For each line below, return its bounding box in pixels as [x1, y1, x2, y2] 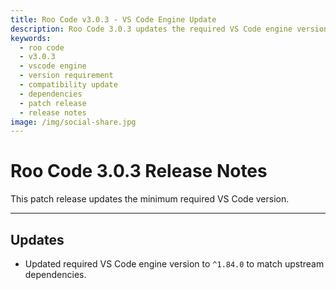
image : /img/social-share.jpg [10, 117, 137, 127]
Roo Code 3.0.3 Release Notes [10, 160, 268, 183]
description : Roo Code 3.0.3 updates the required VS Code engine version [10, 24, 329, 34]
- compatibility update [19, 80, 118, 90]
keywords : [10, 33, 52, 43]
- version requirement [19, 71, 114, 81]
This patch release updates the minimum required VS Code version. [10, 193, 290, 205]
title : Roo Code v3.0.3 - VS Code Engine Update [10, 14, 217, 25]
